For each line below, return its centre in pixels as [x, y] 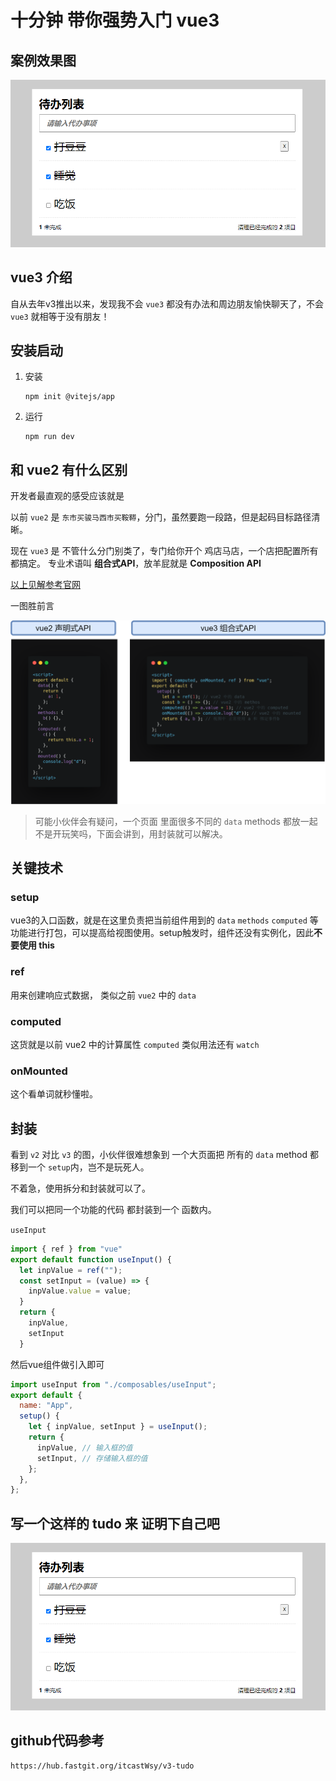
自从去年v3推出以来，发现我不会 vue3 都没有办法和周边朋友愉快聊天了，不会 [167, 303]
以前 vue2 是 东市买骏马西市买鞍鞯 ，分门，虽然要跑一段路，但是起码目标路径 [161, 517]
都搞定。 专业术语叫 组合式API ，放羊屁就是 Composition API [136, 563]
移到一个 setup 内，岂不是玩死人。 [80, 1167]
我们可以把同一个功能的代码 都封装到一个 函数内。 [113, 1209]
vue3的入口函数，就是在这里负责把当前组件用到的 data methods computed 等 [164, 920]
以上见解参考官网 [45, 585]
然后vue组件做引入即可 [57, 1364]
